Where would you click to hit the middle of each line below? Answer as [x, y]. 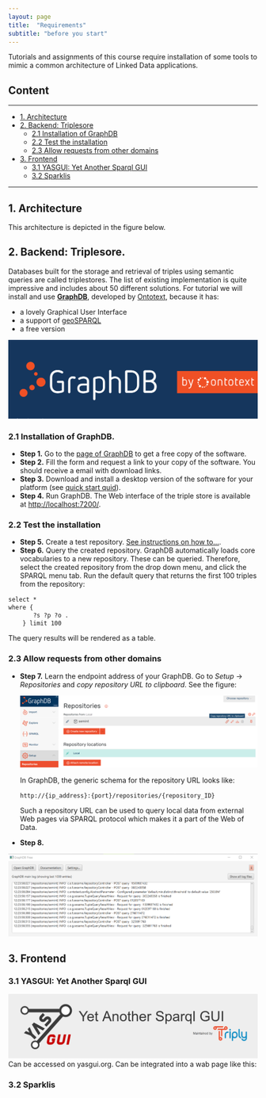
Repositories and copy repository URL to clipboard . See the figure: [128, 684]
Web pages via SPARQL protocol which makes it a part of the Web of [132, 819]
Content [29, 90]
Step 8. [32, 843]
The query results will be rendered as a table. [82, 638]
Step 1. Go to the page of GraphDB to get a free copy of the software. [133, 454]
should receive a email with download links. [91, 471]
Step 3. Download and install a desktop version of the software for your [136, 479]
